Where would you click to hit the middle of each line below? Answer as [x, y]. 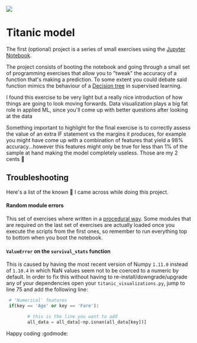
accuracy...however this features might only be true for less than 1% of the [97, 146]
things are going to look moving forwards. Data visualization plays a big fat [97, 103]
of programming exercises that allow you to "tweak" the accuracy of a [91, 73]
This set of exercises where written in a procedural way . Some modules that [98, 219]
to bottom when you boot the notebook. [54, 238]
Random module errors [35, 206]
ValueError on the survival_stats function [59, 251]
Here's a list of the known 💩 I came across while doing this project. [87, 192]
